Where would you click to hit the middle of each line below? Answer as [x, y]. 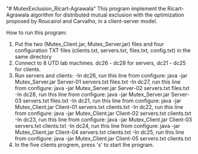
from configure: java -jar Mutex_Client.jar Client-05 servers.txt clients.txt [103, 138]
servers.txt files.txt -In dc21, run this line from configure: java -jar [102, 101]
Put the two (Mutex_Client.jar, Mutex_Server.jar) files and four [89, 44]
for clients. [28, 69]
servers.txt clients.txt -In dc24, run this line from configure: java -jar [97, 126]
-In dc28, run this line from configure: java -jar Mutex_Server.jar [92, 94]
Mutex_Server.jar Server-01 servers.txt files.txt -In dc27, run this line [98, 82]
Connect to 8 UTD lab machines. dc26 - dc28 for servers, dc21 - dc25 [100, 63]
